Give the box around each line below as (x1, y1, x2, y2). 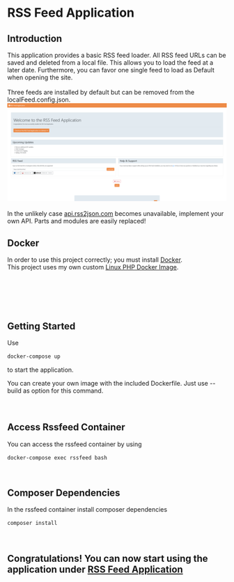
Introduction (7, 33, 63, 45)
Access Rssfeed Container (7, 421, 125, 433)
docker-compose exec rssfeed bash (7, 454, 108, 461)
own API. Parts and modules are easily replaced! (7, 217, 146, 226)
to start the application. (7, 365, 75, 374)
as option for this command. (23, 386, 104, 395)
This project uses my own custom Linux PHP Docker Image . (7, 263, 179, 272)
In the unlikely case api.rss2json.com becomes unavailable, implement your (7, 210, 224, 218)
